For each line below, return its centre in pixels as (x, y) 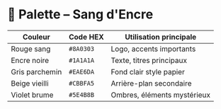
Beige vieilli (30, 83)
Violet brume (32, 95)
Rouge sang (31, 49)
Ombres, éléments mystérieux (161, 95)
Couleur (36, 37)
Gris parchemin (36, 71)
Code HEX (86, 37)
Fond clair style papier (148, 71)
